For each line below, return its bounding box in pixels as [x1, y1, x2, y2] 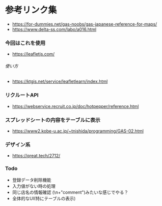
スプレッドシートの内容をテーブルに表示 [5, 116, 101, 123]
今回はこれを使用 [5, 39, 46, 46]
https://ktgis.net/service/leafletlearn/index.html [12, 78, 108, 84]
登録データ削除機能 [12, 177, 52, 183]
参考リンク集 [5, 4, 57, 16]
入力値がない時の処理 [12, 183, 55, 189]
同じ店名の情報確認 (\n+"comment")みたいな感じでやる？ [12, 189, 129, 195]
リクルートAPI [5, 92, 39, 99]
